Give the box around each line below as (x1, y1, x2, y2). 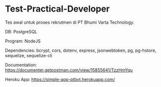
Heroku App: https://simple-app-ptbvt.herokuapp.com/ (5, 76, 115, 82)
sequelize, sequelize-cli (5, 52, 52, 58)
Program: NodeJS (5, 38, 41, 44)
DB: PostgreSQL (5, 29, 37, 34)
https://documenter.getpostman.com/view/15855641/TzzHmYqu (5, 67, 133, 73)
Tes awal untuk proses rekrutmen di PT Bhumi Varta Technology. (5, 19, 135, 25)
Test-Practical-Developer (5, 3, 110, 14)
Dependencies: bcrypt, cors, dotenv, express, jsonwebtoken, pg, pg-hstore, (5, 47, 157, 53)
